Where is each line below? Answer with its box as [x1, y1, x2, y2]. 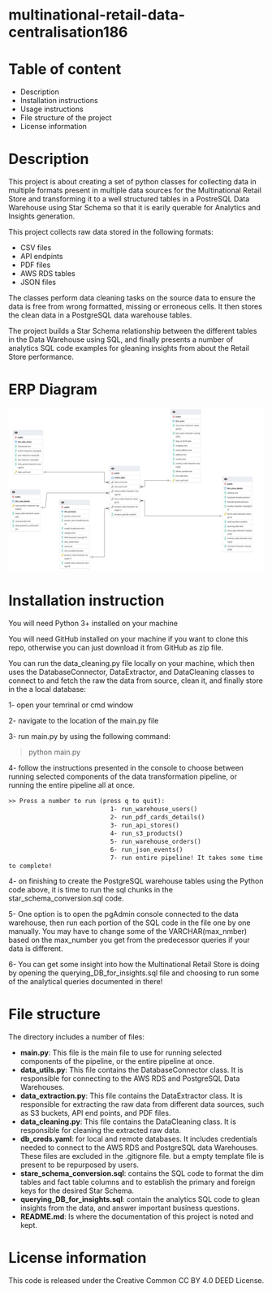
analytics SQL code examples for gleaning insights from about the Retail [8, 344, 250, 353]
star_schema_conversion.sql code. [8, 893, 124, 903]
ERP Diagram [8, 380, 97, 399]
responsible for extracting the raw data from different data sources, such [19, 1099, 265, 1109]
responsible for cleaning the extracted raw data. [19, 1125, 181, 1134]
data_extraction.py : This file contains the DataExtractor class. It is [19, 1091, 244, 1100]
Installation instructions [19, 96, 99, 106]
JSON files [19, 278, 57, 287]
